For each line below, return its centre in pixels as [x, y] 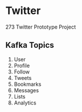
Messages [26, 90]
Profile [22, 65]
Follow [22, 72]
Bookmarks [28, 84]
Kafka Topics [30, 45]
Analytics [25, 103]
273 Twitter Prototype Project [41, 27]
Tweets [23, 78]
